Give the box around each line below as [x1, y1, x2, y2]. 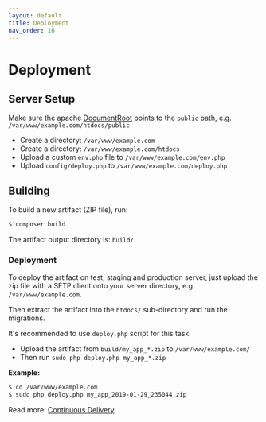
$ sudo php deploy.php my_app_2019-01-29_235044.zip [8, 391, 187, 399]
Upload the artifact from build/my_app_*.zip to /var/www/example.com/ [19, 344, 251, 354]
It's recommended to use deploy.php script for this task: [8, 329, 191, 339]
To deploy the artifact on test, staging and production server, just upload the [8, 273, 259, 282]
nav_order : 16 [8, 26, 56, 34]
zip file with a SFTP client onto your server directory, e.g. [8, 281, 195, 291]
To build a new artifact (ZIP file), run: [8, 205, 128, 215]
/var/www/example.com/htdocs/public [8, 122, 130, 130]
